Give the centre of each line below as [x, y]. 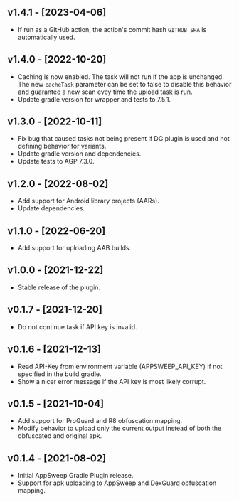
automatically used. [46, 37]
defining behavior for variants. [62, 146]
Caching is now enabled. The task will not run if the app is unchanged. [121, 76]
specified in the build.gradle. [59, 374]
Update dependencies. [51, 208]
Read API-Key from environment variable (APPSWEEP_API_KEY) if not [120, 366]
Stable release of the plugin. [59, 287]
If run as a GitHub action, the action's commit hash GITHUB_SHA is [112, 29]
